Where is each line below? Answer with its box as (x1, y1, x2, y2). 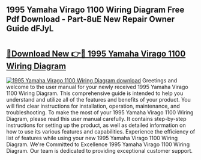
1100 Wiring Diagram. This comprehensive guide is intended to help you (6, 90, 184, 97)
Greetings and (142, 77, 178, 84)
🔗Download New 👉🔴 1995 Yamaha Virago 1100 (6, 48, 186, 59)
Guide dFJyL (6, 23, 54, 34)
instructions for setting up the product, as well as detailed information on (6, 122, 186, 129)
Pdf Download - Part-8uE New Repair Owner (6, 14, 175, 25)
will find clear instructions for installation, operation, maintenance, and (6, 102, 180, 109)
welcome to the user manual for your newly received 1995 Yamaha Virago (6, 84, 188, 90)
